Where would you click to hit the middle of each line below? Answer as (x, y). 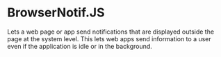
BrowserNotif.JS (56, 13)
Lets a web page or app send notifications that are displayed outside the (110, 32)
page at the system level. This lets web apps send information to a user (109, 38)
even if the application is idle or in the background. (80, 46)
